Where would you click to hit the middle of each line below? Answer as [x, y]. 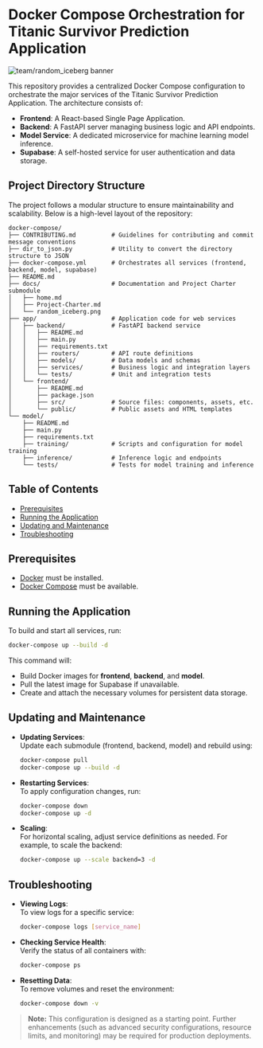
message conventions [43, 242]
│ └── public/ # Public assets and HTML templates [120, 409]
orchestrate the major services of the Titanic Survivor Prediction [113, 94]
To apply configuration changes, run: [80, 791]
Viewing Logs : [44, 904]
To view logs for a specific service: [77, 913]
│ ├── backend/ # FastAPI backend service [104, 325]
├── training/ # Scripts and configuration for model [133, 444]
